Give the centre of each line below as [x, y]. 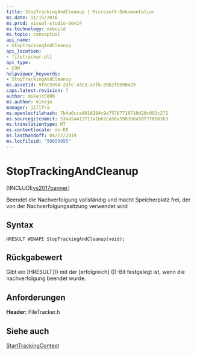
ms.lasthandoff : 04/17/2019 [42, 136]
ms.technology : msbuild [36, 29]
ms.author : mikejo [29, 102]
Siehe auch [28, 331]
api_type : [19, 62]
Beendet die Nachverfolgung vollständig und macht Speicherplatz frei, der [98, 200]
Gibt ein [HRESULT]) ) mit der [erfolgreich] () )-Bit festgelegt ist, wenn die [95, 272]
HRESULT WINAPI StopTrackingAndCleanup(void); [66, 239]
